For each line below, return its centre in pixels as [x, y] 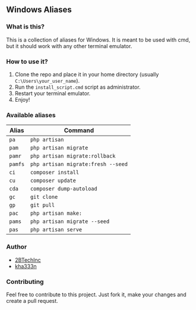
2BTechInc [28, 260]
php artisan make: [56, 213]
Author [17, 247]
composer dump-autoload [64, 189]
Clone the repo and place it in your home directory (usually [87, 74]
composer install [54, 173]
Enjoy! [22, 99]
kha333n [26, 266]
